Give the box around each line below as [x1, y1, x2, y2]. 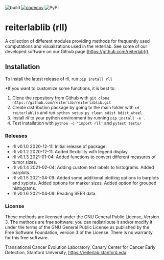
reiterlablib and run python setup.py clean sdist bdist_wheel [12, 110, 142, 116]
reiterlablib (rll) [5, 22, 68, 33]
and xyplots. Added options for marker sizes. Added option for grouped [12, 180, 157, 186]
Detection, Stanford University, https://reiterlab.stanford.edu [5, 250, 126, 256]
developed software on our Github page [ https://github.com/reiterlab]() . [5, 48, 150, 54]
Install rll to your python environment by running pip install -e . [12, 115, 146, 120]
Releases [5, 132, 28, 139]
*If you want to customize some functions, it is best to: [5, 85, 116, 91]
